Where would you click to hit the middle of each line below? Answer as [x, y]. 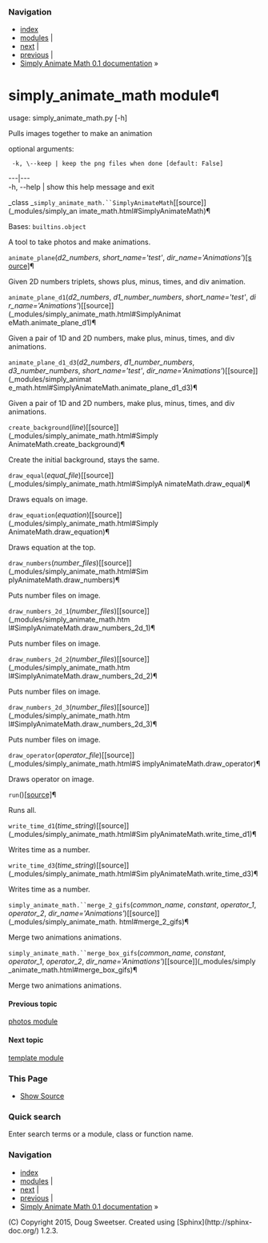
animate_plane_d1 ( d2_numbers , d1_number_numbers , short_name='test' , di [132, 297]
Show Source [42, 1096]
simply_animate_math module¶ [114, 96]
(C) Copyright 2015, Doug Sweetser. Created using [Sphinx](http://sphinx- [130, 1222]
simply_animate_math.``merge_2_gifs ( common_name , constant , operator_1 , [132, 905]
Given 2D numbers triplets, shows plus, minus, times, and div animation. [127, 282]
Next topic [26, 1040]
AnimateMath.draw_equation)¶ [59, 532]
